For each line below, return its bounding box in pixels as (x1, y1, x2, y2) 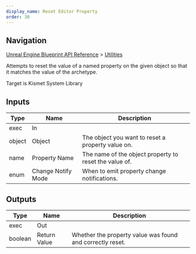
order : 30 (6, 14, 30, 20)
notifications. (82, 175, 118, 183)
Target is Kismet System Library (6, 80, 83, 87)
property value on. (82, 141, 133, 149)
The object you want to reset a (82, 134, 166, 142)
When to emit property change (82, 167, 166, 175)
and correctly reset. (72, 238, 125, 246)
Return (37, 231, 55, 239)
